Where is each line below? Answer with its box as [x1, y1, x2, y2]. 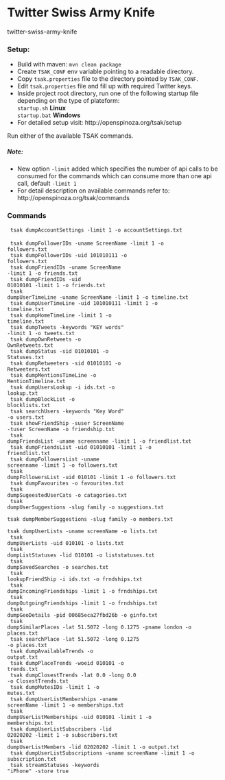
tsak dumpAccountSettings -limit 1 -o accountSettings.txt [10, 226, 183, 234]
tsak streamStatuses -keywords [10, 761, 99, 768]
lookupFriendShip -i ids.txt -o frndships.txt [7, 576, 143, 583]
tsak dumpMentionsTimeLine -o [10, 371, 97, 378]
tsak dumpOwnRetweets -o [10, 336, 81, 343]
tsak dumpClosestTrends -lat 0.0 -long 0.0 [10, 672, 137, 679]
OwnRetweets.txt [7, 341, 54, 349]
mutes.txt [7, 690, 36, 696]
